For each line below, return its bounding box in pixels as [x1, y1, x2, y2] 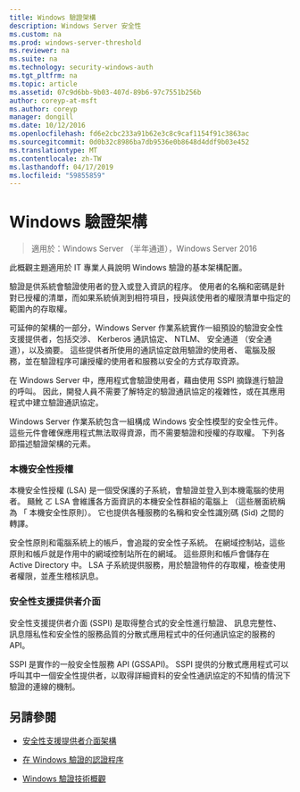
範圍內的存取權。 [9, 304, 72, 314]
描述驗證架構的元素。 [16, 438, 96, 449]
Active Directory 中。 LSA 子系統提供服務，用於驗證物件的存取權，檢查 [9, 560, 271, 571]
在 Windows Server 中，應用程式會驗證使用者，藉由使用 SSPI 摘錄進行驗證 [9, 375, 284, 386]
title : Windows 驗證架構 [9, 13, 96, 22]
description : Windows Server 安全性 [9, 21, 142, 30]
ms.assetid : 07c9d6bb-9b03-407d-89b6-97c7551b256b [9, 88, 202, 96]
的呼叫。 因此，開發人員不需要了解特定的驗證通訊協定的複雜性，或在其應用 [9, 386, 286, 397]
